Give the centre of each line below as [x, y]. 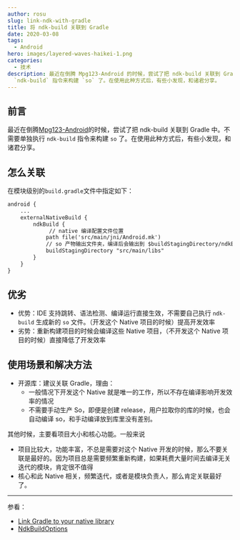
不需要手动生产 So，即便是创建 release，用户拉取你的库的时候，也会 [129, 410]
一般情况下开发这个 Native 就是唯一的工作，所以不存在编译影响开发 [127, 392]
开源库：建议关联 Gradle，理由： [66, 384]
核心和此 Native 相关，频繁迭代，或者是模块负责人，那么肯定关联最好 [120, 476]
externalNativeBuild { [54, 217]
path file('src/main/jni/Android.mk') [103, 237]
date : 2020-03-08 [33, 34]
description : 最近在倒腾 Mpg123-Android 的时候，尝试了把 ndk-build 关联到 [114, 74]
